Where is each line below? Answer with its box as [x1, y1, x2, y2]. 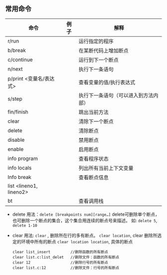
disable [7, 136, 25, 143]
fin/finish [7, 108, 29, 115]
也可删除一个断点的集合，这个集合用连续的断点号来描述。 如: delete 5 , [12, 217, 158, 223]
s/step [7, 95, 22, 102]
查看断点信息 [79, 174, 109, 181]
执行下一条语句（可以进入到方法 [79, 92, 154, 98]
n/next [7, 65, 23, 72]
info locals [7, 164, 32, 171]
